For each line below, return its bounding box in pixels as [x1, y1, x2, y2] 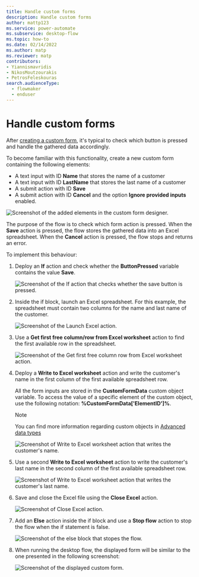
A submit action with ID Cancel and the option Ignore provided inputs [14, 191, 187, 198]
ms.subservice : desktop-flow [6, 31, 78, 37]
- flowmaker [11, 86, 42, 92]
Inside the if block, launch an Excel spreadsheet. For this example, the [14, 298, 186, 305]
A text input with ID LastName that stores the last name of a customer [14, 179, 186, 186]
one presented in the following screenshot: [14, 553, 120, 560]
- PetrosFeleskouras [6, 75, 58, 81]
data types [14, 429, 42, 436]
